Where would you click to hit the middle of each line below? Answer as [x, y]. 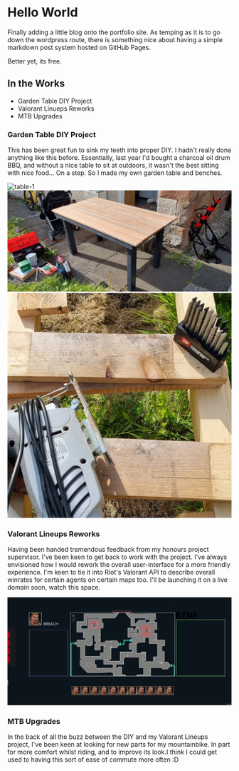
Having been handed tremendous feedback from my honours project [108, 550]
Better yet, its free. [34, 61]
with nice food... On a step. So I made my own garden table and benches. [115, 173]
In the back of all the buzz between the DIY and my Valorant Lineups [108, 737]
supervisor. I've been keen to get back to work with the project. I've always [117, 557]
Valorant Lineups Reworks [54, 534]
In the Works [36, 84]
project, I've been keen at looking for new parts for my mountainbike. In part [119, 745]
